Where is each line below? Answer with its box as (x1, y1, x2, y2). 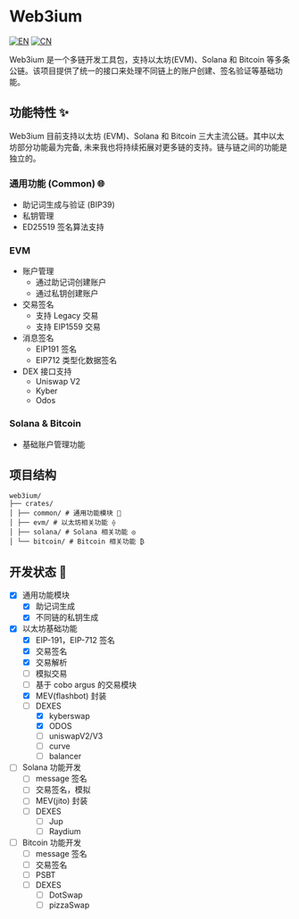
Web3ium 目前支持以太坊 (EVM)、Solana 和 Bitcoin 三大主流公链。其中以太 (9, 130, 285, 141)
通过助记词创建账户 (35, 277, 107, 287)
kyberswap (48, 710, 91, 721)
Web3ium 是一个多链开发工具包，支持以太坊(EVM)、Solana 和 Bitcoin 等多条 (9, 54, 290, 64)
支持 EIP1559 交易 (35, 321, 101, 332)
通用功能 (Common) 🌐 (9, 177, 105, 189)
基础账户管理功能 (21, 439, 86, 450)
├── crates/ (9, 500, 54, 509)
